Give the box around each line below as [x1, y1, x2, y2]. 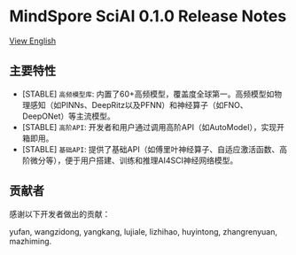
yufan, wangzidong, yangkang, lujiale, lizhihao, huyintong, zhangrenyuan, [9, 226, 277, 236]
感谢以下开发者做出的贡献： [9, 208, 111, 219]
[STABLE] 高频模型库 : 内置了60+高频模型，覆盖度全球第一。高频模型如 [21, 89, 275, 99]
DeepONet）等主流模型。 [21, 111, 115, 121]
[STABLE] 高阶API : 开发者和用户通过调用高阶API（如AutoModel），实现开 [21, 121, 285, 132]
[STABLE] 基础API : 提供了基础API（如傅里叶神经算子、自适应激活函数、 [21, 143, 280, 154]
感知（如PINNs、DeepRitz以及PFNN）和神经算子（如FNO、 [29, 99, 248, 110]
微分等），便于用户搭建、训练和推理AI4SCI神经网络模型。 [29, 155, 238, 166]
